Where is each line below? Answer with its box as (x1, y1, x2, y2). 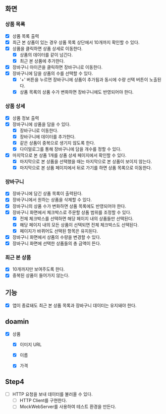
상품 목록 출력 (12, 33, 39, 39)
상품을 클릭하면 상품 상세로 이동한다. (12, 45, 83, 51)
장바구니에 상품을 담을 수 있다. (12, 121, 71, 127)
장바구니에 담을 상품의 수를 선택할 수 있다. (12, 70, 93, 76)
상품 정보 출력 (12, 115, 39, 121)
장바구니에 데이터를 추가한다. (19, 134, 76, 139)
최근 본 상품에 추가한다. (19, 58, 65, 64)
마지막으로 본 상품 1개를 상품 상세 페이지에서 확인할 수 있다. (12, 152, 126, 158)
